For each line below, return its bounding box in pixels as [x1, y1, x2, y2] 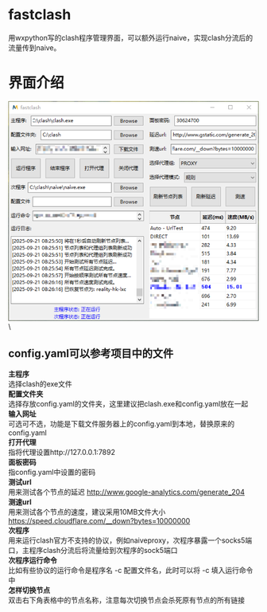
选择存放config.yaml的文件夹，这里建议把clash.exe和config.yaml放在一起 [8, 399, 249, 409]
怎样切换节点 [8, 586, 50, 595]
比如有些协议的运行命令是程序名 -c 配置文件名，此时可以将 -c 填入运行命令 [8, 566, 253, 575]
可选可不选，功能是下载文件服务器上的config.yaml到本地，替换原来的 [8, 419, 235, 429]
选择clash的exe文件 [8, 379, 73, 389]
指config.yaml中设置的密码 [8, 468, 96, 477]
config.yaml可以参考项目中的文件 [8, 347, 174, 360]
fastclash [8, 6, 72, 24]
